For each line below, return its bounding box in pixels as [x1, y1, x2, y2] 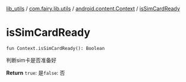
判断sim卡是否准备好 [6, 56, 57, 64]
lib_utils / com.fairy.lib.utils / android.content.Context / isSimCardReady [6, 5, 180, 12]
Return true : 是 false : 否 [6, 69, 65, 76]
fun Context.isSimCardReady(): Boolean [6, 45, 105, 51]
